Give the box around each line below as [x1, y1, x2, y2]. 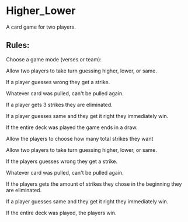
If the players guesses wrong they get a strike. [6, 158, 118, 165]
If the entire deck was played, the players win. [6, 209, 117, 216]
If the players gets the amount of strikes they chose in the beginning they [6, 180, 182, 188]
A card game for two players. [6, 23, 76, 30]
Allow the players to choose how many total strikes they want [6, 135, 154, 142]
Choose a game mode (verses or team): [6, 56, 102, 63]
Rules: [6, 40, 30, 50]
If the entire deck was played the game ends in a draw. [6, 124, 138, 131]
